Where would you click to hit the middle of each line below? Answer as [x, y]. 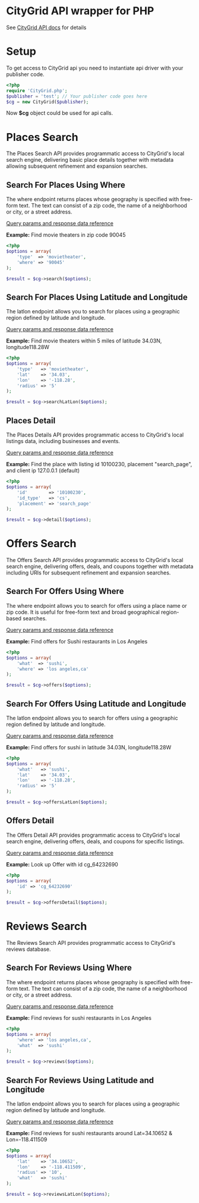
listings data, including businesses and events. [63, 441]
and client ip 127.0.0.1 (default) [43, 470]
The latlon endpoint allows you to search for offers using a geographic [92, 718]
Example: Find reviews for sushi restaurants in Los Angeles [79, 1017]
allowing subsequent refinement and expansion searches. [77, 166]
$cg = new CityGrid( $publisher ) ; [48, 102]
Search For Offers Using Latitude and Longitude [96, 704]
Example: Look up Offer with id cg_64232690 [62, 864]
